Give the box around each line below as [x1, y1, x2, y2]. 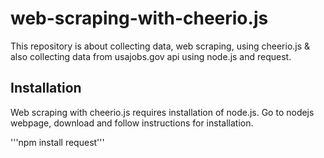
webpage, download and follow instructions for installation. [10, 117, 254, 129]
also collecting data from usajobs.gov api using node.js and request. [10, 50, 292, 62]
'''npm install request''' [10, 136, 105, 148]
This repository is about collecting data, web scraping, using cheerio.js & [10, 40, 311, 52]
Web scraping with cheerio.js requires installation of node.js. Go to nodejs [10, 106, 315, 118]
